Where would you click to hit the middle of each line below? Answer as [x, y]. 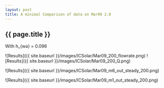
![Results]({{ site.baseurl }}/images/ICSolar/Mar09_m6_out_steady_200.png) [82, 71]
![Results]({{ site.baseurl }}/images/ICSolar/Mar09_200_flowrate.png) [75, 56]
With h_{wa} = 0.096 [26, 46]
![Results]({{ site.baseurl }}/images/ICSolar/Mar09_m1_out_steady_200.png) [82, 80]
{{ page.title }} [28, 34]
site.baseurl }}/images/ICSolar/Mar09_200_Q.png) [80, 61]
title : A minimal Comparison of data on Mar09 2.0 [58, 14]
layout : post [18, 10]
